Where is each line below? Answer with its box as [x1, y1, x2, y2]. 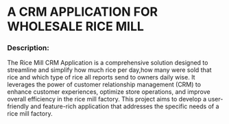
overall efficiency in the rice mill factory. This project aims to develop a [7, 95, 207, 103]
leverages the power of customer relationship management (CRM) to [7, 80, 201, 89]
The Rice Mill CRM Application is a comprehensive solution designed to [7, 59, 208, 67]
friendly [7, 102, 29, 110]
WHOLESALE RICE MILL [7, 18, 144, 34]
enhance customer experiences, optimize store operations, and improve [7, 88, 210, 96]
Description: [7, 43, 49, 53]
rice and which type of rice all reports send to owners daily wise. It [7, 73, 195, 82]
